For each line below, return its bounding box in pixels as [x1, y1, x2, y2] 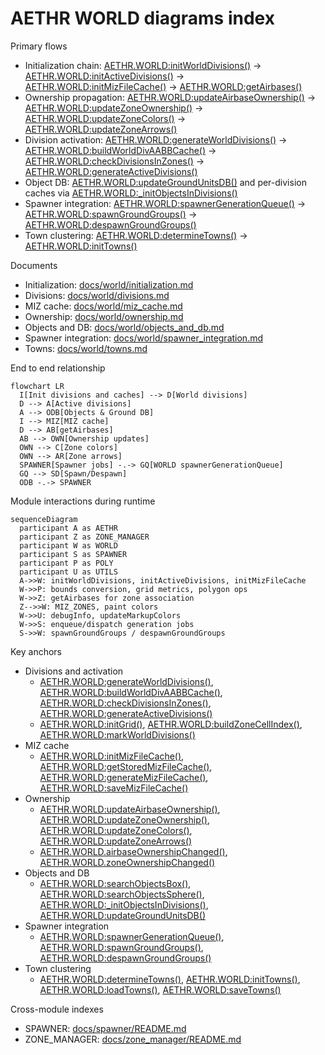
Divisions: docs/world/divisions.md [24, 289, 170, 301]
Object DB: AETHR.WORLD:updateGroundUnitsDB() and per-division [24, 176, 307, 188]
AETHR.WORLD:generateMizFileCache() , [39, 771, 209, 783]
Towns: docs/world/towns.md [24, 342, 148, 354]
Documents [10, 259, 58, 271]
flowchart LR [10, 381, 65, 391]
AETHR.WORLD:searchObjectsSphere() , [39, 888, 205, 900]
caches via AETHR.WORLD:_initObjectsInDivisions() [24, 187, 238, 199]
